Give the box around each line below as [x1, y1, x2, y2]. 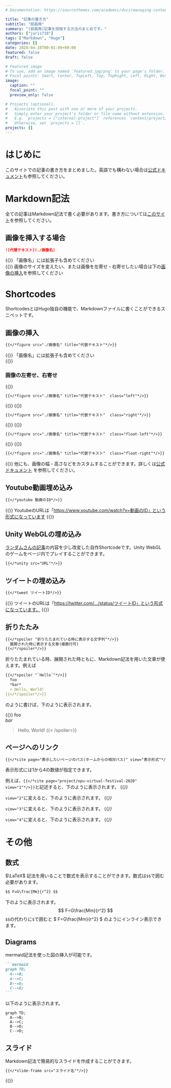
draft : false [5, 55, 33, 60]
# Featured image [5, 64, 42, 69]
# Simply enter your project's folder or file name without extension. [5, 111, 165, 116]
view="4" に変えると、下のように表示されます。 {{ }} [5, 816, 112, 823]
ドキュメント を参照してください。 [5, 467, 78, 473]
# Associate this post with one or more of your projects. [5, 106, 138, 111]
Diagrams [5, 937, 37, 946]
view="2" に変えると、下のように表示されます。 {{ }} [5, 795, 112, 801]
